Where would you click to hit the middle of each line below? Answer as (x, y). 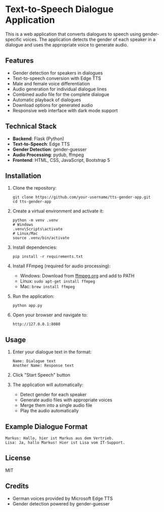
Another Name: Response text (43, 366)
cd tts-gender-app (32, 202)
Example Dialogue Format (46, 426)
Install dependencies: (35, 247)
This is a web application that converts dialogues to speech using (73, 34)
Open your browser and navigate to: (50, 315)
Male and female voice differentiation (51, 83)
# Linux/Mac (25, 234)
